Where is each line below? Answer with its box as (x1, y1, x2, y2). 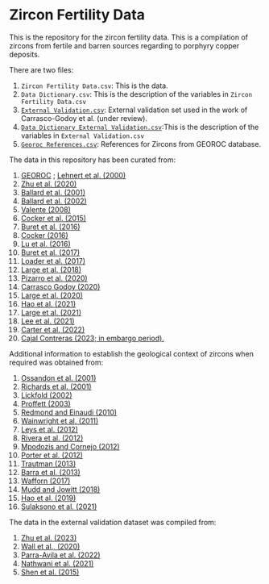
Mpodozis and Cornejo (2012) (20, 441, 120, 451)
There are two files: (9, 65, 74, 74)
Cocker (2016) (20, 230, 69, 240)
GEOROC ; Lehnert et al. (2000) (20, 170, 126, 180)
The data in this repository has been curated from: (9, 155, 176, 165)
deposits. (9, 49, 40, 59)
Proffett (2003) (20, 398, 71, 408)
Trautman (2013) (20, 458, 77, 469)
